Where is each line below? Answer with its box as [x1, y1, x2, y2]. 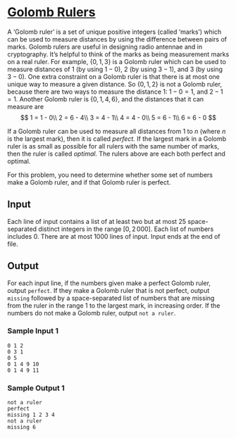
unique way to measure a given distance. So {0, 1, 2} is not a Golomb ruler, [7, 80, 223, 88]
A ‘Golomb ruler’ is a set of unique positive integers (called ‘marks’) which [7, 27, 222, 36]
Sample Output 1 [7, 383, 65, 393]
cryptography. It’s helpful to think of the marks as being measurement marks [7, 50, 230, 58]
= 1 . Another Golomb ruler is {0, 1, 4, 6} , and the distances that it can [7, 94, 204, 103]
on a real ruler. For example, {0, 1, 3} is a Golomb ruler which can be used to [7, 57, 227, 65]
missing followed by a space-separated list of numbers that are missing [7, 294, 215, 302]
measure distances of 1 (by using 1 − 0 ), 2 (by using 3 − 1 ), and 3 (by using [7, 65, 223, 73]
